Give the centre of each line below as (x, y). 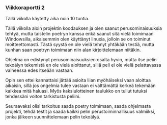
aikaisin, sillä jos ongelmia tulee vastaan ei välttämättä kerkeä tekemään (80, 86)
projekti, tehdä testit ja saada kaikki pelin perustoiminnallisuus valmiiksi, (80, 112)
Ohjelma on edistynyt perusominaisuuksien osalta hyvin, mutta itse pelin (81, 60)
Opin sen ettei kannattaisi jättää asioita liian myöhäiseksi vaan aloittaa (78, 80)
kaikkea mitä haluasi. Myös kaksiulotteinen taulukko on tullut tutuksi (76, 91)
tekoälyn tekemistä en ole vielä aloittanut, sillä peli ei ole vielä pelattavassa (83, 65)
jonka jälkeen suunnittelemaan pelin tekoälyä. (53, 117)
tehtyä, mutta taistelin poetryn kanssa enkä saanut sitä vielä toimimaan (79, 34)
